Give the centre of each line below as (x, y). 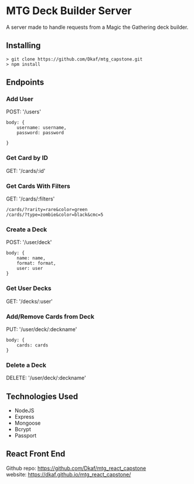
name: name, (31, 258)
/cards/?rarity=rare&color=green (47, 210)
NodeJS (24, 410)
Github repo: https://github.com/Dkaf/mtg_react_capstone (76, 468)
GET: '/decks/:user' (29, 301)
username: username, (42, 128)
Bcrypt (23, 429)
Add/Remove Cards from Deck (50, 316)
